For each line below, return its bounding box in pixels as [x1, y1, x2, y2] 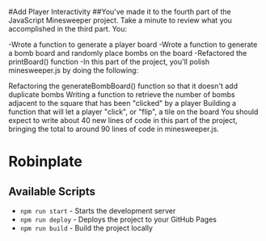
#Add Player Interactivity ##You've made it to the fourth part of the [8, 7, 232, 16]
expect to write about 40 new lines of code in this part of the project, [8, 116, 238, 125]
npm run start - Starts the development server [19, 206, 176, 215]
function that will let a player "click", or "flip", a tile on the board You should [8, 107, 259, 116]
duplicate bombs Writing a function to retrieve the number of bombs [8, 90, 236, 99]
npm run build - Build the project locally [19, 223, 154, 233]
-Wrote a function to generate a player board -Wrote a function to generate [8, 40, 258, 49]
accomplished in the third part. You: [8, 24, 128, 33]
